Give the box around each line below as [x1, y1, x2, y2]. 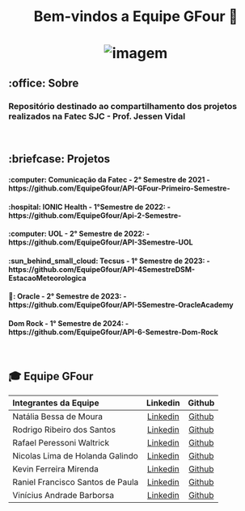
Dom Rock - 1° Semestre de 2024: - [8, 319, 129, 329]
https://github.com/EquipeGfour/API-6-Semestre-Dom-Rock [8, 327, 218, 337]
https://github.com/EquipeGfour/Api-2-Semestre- [8, 210, 182, 220]
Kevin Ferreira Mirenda [12, 463, 99, 475]
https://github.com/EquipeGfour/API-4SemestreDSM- [8, 264, 196, 274]
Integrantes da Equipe [12, 397, 99, 408]
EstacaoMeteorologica [8, 273, 87, 283]
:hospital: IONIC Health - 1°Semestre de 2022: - [8, 202, 171, 212]
